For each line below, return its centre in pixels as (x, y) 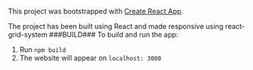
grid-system (28, 35)
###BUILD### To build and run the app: (114, 35)
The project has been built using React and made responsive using (116, 26)
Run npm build (43, 49)
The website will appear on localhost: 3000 (90, 58)
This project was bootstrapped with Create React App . (96, 11)
